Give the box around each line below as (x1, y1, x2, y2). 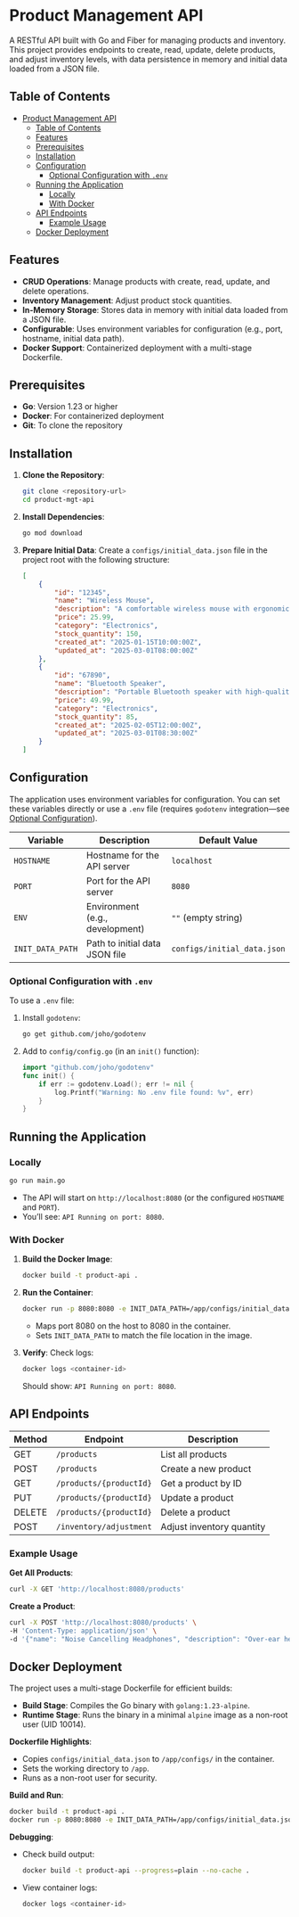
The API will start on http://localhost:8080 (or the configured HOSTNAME (21, 1192, 285, 1203)
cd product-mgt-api (21, 496, 95, 505)
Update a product (160, 1491, 234, 1503)
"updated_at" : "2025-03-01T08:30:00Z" (54, 728, 198, 738)
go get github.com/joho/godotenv (21, 1030, 147, 1039)
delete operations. (21, 285, 89, 296)
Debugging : (9, 1831, 54, 1842)
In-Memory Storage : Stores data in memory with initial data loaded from (21, 304, 288, 315)
